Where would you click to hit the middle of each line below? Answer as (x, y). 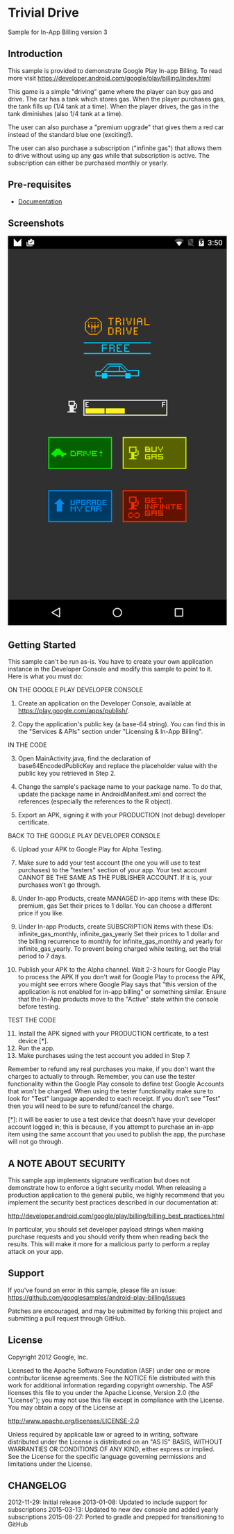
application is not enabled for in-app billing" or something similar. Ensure (122, 992)
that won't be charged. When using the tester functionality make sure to (111, 1091)
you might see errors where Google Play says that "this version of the (117, 984)
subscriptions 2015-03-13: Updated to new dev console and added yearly (113, 1510)
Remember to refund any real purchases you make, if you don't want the (111, 1069)
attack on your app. (36, 1251)
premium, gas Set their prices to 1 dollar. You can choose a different (115, 906)
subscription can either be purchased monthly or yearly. (88, 163)
